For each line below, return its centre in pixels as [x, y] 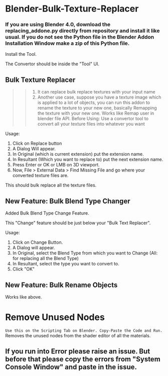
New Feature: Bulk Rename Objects [61, 285]
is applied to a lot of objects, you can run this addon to [94, 103]
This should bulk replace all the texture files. [51, 185]
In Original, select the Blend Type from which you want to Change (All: [85, 253]
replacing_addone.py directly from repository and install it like [82, 31]
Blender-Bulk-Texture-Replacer [72, 9]
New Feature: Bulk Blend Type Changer [68, 201]
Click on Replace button [37, 143]
